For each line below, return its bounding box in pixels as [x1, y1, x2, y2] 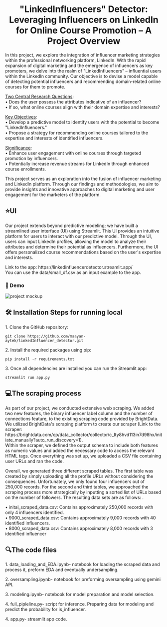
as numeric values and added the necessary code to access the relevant [5, 447, 155, 453]
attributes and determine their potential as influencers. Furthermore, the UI [5, 243, 159, 249]
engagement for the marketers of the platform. [5, 191, 101, 197]
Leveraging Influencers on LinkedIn [9, 14, 159, 25]
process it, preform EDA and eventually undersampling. [5, 566, 119, 573]
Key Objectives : [5, 113, 37, 119]
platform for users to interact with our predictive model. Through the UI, [5, 233, 153, 239]
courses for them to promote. [5, 83, 66, 89]
